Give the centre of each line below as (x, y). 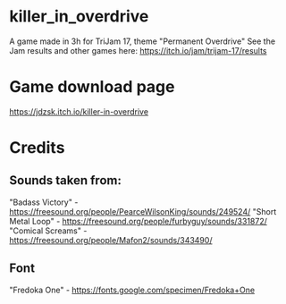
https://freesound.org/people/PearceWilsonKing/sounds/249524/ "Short (143, 211)
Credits (37, 148)
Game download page (92, 87)
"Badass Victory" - (44, 202)
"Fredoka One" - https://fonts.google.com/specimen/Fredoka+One (132, 290)
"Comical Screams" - (48, 231)
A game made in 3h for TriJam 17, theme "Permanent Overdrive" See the (142, 41)
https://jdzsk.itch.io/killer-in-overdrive (79, 111)
